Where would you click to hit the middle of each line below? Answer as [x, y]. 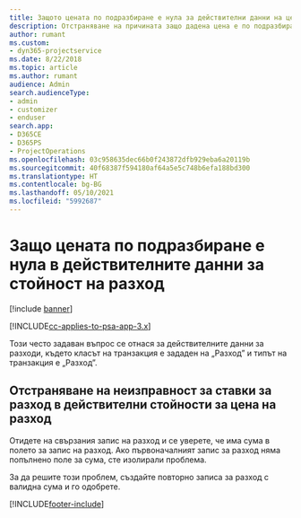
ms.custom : [30, 43]
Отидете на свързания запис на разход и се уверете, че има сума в [140, 440]
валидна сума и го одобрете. [65, 487]
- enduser [28, 118]
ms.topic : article [43, 68]
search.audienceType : [50, 92]
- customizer [34, 110]
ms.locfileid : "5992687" [56, 202]
